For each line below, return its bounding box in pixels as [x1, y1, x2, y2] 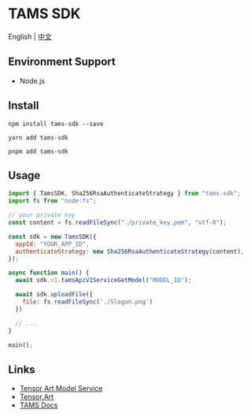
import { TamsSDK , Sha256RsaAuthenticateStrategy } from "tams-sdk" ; [8, 190, 242, 198]
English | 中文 [8, 32, 53, 41]
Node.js [19, 76, 46, 85]
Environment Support [8, 55, 116, 69]
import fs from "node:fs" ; [8, 197, 97, 205]
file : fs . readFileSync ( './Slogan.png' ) [22, 298, 153, 306]
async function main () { [8, 269, 90, 277]
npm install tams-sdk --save [8, 120, 104, 128]
